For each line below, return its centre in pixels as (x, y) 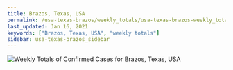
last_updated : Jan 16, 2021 (48, 26)
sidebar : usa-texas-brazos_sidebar (59, 40)
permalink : (23, 20)
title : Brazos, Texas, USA (46, 14)
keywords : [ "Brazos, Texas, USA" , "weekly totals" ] (83, 33)
